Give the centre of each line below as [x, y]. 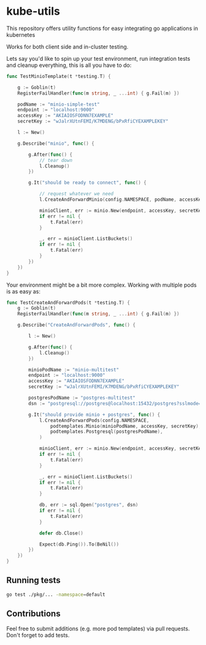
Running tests [34, 580]
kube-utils [33, 11]
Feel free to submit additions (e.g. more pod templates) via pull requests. [98, 628]
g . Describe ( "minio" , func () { [56, 143]
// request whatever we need [76, 194]
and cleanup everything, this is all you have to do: [69, 65]
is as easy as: [24, 291]
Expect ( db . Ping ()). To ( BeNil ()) [79, 544]
